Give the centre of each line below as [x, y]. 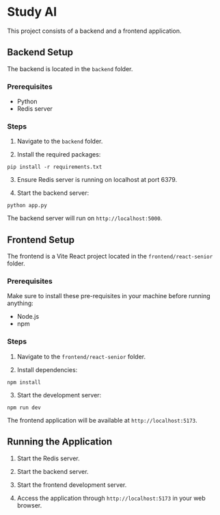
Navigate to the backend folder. [60, 142]
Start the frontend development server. [72, 485]
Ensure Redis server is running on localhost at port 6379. [97, 180]
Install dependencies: [47, 369]
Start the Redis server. [48, 458]
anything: [20, 303]
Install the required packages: [59, 155]
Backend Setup [40, 52]
